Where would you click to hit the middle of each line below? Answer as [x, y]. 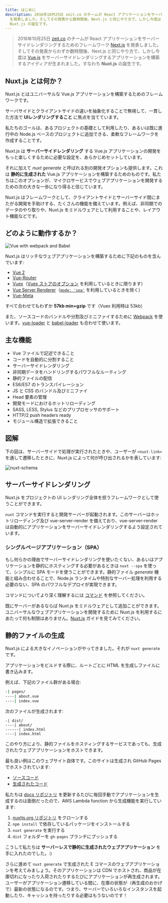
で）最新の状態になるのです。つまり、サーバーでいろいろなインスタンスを [81, 889]
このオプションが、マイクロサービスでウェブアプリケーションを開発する [88, 180]
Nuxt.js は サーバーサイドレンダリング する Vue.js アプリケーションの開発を [83, 151]
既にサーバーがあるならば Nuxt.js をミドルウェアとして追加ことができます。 [83, 606]
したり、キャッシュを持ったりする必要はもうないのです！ [68, 895]
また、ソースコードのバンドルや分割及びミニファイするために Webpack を [82, 317]
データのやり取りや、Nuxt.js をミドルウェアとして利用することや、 [74, 210]
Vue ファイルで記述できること [43, 353]
